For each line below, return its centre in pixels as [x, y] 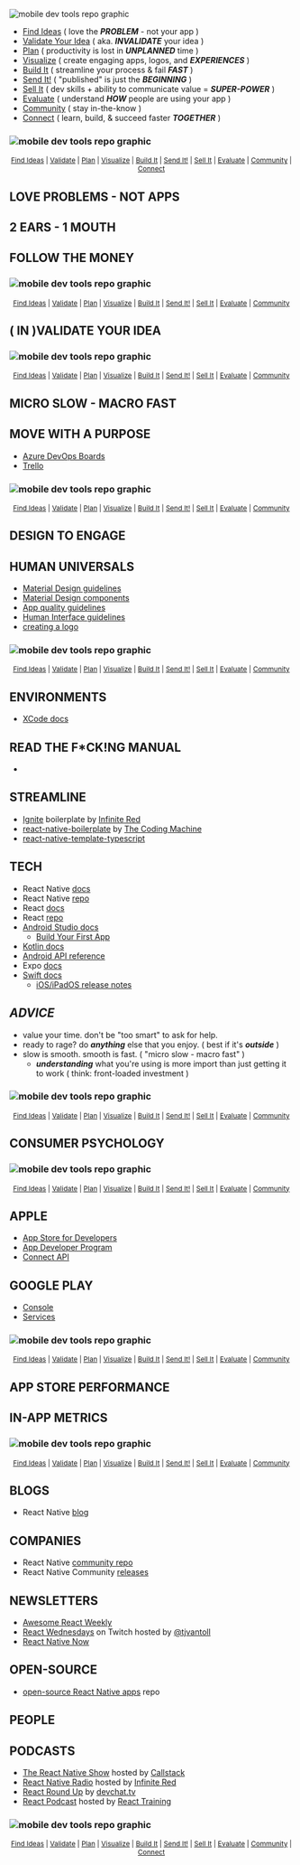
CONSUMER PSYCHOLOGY [87, 1143]
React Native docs [56, 888]
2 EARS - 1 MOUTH [63, 227]
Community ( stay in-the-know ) [82, 108]
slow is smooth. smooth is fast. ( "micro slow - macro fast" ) [133, 1054]
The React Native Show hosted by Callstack [104, 1772]
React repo [43, 917]
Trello [33, 465]
